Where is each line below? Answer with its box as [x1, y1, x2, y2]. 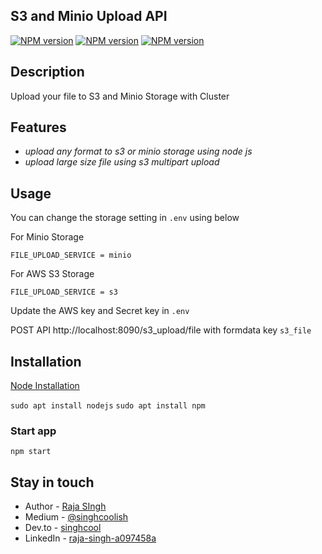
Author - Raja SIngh [24, 500, 107, 513]
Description [10, 64, 85, 81]
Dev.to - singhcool [24, 522, 102, 534]
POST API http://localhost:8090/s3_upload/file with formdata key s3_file [10, 324, 312, 336]
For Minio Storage [10, 231, 85, 243]
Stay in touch [10, 474, 95, 491]
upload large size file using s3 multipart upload [24, 156, 220, 168]
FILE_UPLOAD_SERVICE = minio [10, 250, 132, 261]
